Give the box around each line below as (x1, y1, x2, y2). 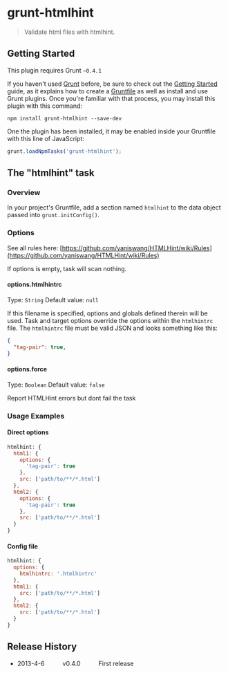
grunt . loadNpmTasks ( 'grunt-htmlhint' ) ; (7, 147, 122, 155)
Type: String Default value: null (7, 295, 99, 304)
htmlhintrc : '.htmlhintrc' (19, 570, 97, 577)
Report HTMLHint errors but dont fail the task (7, 394, 136, 402)
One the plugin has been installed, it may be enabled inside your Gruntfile (7, 127, 216, 136)
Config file (7, 542, 38, 551)
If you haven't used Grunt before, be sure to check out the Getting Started (7, 80, 218, 88)
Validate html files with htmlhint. (23, 28, 115, 36)
